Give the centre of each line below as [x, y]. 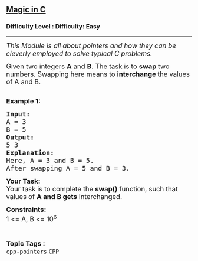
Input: [18, 114]
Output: [20, 137]
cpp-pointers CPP [33, 252]
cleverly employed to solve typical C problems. [79, 53]
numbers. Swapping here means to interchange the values [98, 74]
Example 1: [24, 101]
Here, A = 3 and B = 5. [50, 160]
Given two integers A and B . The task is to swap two [88, 66]
